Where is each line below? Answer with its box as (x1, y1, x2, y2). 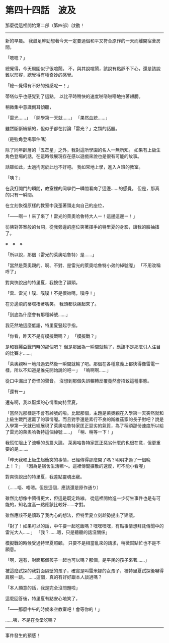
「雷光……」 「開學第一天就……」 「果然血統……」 (5, 115, 110, 121)
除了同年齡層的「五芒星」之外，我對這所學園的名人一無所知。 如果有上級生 (5, 147, 161, 153)
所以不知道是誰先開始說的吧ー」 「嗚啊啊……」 (14, 367, 112, 373)
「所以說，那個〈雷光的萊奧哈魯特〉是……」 (5, 251, 97, 257)
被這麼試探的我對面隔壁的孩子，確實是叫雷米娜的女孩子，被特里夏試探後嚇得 (5, 567, 164, 573)
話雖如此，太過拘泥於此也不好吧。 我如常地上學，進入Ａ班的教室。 (5, 164, 143, 170)
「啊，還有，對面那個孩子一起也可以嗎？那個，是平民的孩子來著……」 (5, 557, 150, 563)
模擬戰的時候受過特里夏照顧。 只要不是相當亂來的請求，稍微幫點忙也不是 (5, 540, 156, 546)
